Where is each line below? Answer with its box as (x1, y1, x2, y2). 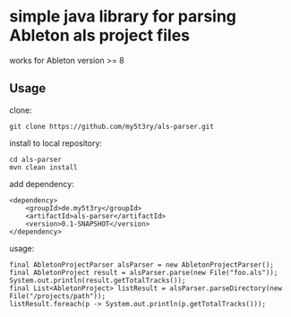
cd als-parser (9, 155, 63, 164)
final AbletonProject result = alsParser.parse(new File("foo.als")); (9, 268, 278, 277)
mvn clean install (9, 163, 78, 172)
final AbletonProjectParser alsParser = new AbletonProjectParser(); (9, 260, 275, 270)
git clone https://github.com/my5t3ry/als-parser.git (9, 122, 215, 131)
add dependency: (9, 178, 74, 189)
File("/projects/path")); (9, 291, 106, 301)
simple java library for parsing (9, 6, 237, 27)
